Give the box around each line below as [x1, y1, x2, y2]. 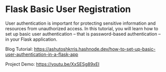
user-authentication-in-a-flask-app [5, 51, 78, 57]
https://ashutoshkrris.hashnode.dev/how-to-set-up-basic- [33, 46, 156, 52]
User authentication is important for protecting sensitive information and [5, 20, 156, 26]
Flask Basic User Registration [5, 4, 131, 15]
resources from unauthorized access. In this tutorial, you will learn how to [5, 25, 158, 31]
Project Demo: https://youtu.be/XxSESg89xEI [5, 61, 100, 67]
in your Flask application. [5, 36, 58, 42]
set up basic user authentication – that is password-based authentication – [5, 31, 161, 37]
